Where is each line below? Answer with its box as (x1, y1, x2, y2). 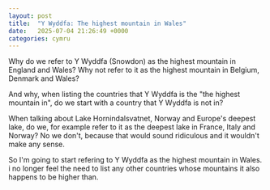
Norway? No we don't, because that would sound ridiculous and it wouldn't (8, 131, 259, 141)
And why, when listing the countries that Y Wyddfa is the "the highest (8, 90, 241, 99)
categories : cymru (8, 34, 71, 43)
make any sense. (8, 139, 65, 150)
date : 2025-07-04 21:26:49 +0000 (8, 27, 129, 35)
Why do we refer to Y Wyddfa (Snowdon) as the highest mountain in (8, 57, 237, 66)
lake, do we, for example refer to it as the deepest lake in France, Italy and (8, 122, 255, 132)
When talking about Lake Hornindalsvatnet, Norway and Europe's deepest (8, 114, 256, 124)
